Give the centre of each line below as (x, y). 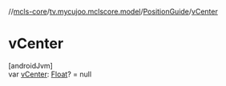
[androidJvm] (31, 65)
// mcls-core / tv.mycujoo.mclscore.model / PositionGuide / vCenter (113, 12)
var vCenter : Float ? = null (50, 74)
